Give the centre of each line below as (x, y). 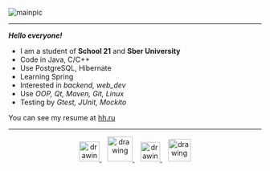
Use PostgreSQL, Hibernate (65, 68)
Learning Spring (47, 77)
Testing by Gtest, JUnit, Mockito (73, 102)
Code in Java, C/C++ (55, 59)
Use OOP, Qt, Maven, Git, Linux (72, 94)
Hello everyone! (35, 35)
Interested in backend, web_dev (73, 85)
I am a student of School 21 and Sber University (100, 51)
